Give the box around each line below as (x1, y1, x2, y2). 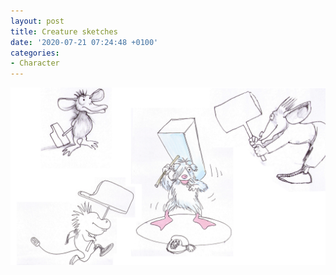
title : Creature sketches (10, 26, 118, 37)
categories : (10, 48, 60, 58)
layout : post (10, 16, 65, 26)
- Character (10, 58, 60, 69)
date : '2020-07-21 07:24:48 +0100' (10, 37, 159, 47)
